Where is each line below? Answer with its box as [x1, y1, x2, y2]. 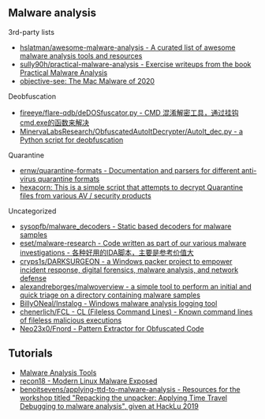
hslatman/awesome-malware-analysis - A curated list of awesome [19, 43, 236, 52]
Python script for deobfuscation [19, 134, 124, 145]
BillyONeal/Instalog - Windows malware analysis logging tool [19, 298, 218, 308]
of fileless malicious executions [19, 315, 122, 325]
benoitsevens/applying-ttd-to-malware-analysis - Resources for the [19, 384, 241, 394]
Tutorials [8, 347, 53, 360]
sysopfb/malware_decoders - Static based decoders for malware [19, 221, 232, 231]
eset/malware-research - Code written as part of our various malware [19, 238, 247, 247]
